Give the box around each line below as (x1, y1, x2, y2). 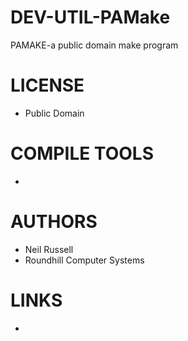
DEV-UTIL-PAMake (10, 6, 171, 29)
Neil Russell (24, 243, 74, 255)
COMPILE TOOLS (10, 142, 154, 165)
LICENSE (10, 74, 85, 97)
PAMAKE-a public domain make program (10, 39, 179, 51)
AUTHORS (10, 211, 98, 233)
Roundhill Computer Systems (24, 254, 145, 266)
